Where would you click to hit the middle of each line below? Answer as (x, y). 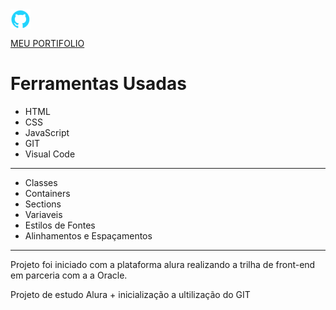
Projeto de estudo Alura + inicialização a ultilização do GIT (130, 294)
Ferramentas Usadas (98, 84)
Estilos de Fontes (60, 225)
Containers (47, 193)
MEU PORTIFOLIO (47, 43)
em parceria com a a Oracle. (69, 275)
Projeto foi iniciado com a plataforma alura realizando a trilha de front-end (163, 264)
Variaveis (43, 214)
